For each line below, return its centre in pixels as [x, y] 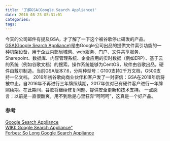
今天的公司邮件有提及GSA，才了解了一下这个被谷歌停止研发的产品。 [77, 39]
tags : [11, 24]
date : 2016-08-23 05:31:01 [34, 15]
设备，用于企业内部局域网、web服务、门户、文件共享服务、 [81, 52]
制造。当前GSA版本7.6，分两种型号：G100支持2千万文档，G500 [90, 71]
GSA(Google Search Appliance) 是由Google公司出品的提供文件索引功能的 [81, 46]
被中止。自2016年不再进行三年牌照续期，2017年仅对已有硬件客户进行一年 [82, 84]
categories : [18, 19]
